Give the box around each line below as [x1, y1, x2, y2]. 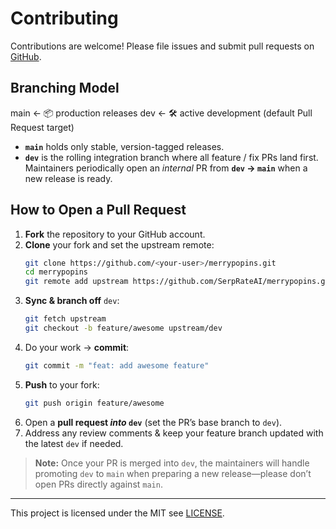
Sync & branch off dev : [24, 295, 120, 307]
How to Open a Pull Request [10, 202, 187, 219]
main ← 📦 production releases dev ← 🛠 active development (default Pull [10, 107, 313, 119]
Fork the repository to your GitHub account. [24, 228, 206, 240]
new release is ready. [24, 172, 113, 184]
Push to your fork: [24, 378, 100, 391]
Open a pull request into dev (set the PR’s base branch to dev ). [24, 416, 283, 428]
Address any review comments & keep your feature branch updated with [24, 427, 324, 439]
